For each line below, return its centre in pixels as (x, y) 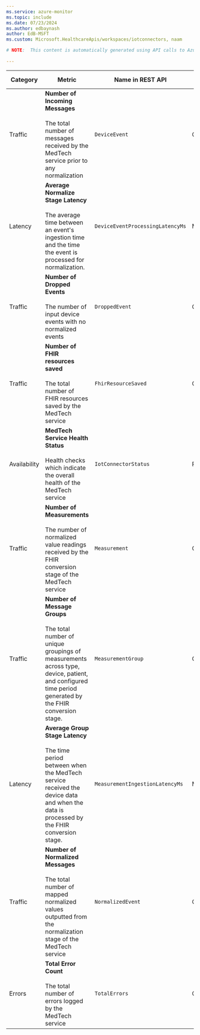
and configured (66, 681)
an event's (60, 230)
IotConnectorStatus (122, 464)
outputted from (66, 916)
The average (62, 215)
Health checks (65, 460)
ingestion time (65, 237)
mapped (57, 894)
